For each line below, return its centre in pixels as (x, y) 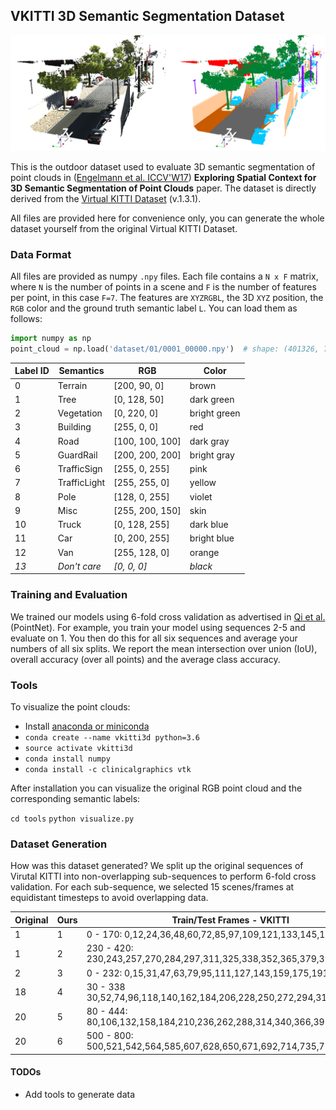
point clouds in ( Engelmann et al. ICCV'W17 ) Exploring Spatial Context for (163, 177)
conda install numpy (67, 759)
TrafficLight (81, 483)
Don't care (79, 566)
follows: (26, 319)
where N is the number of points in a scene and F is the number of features (163, 287)
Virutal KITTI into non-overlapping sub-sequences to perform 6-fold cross (163, 876)
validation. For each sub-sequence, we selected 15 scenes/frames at (152, 887)
